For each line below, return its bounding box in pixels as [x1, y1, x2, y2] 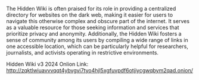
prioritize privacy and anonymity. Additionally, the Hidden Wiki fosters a [6, 30, 182, 37]
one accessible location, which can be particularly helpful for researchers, [6, 43, 189, 50]
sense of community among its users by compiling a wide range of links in [6, 37, 189, 43]
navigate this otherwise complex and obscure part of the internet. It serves [6, 18, 189, 24]
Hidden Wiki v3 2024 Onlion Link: [6, 60, 89, 68]
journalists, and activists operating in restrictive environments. [6, 49, 159, 56]
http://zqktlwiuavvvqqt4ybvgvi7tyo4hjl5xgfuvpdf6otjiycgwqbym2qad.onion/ [6, 67, 194, 73]
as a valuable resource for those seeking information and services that [6, 24, 180, 31]
